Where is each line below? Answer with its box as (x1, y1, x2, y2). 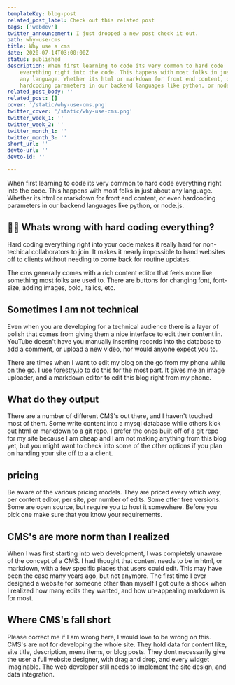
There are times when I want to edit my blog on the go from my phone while (7, 358, 226, 366)
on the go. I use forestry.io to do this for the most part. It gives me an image (7, 366, 225, 374)
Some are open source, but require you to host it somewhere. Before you (7, 503, 218, 511)
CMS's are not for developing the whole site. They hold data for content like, (7, 640, 227, 649)
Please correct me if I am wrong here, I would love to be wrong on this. (7, 632, 211, 641)
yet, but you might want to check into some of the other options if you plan (7, 442, 222, 450)
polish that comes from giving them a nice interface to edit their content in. (7, 330, 222, 338)
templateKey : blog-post (7, 10, 77, 18)
